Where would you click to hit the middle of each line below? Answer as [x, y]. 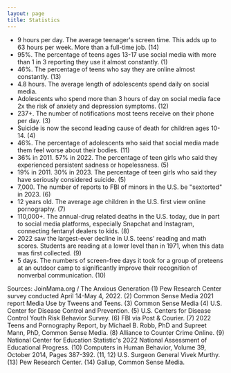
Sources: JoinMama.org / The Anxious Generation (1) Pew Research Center [114, 289]
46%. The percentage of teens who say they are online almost [106, 69]
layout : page [26, 13]
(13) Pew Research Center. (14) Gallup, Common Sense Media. [96, 362]
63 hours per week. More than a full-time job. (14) [88, 47]
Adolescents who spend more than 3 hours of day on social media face [119, 98]
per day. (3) [34, 120]
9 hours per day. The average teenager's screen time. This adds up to [117, 39]
